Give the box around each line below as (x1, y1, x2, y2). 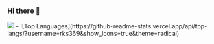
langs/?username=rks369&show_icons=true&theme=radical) (7, 30, 180, 38)
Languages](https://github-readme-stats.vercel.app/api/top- (36, 22, 208, 30)
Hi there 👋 (7, 6, 41, 16)
